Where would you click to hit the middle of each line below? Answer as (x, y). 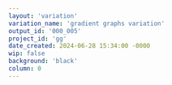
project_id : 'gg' (38, 38)
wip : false (27, 53)
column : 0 (25, 69)
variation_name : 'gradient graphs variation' (86, 23)
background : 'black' (43, 62)
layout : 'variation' (43, 16)
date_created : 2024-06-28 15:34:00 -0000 (80, 46)
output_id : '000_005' (45, 31)
